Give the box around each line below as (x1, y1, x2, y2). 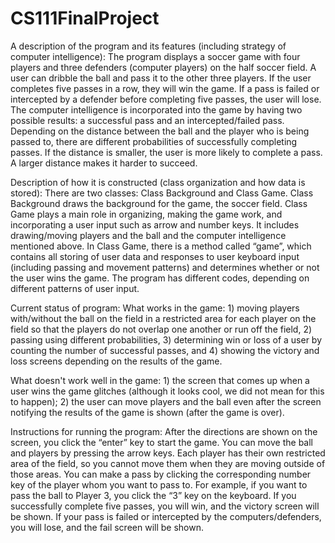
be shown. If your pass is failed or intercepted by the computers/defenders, (10, 510, 322, 522)
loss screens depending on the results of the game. (10, 355, 223, 367)
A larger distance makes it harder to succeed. (10, 157, 198, 169)
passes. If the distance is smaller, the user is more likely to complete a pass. (10, 146, 323, 158)
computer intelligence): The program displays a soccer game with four (10, 50, 301, 62)
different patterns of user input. (10, 282, 140, 294)
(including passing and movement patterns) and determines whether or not (10, 261, 320, 273)
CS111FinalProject (10, 7, 160, 30)
